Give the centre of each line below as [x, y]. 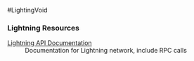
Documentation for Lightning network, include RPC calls [106, 51]
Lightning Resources [43, 28]
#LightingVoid [27, 10]
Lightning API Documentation [50, 43]
